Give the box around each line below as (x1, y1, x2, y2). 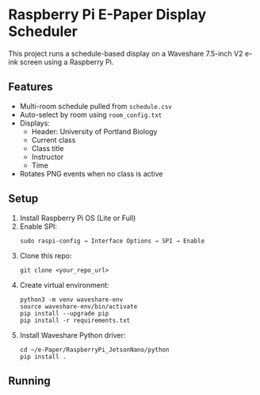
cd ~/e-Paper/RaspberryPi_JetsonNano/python (19, 346, 170, 354)
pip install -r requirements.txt (19, 316, 131, 324)
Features (8, 80, 53, 94)
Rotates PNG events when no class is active (19, 168, 163, 178)
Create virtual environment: (19, 280, 109, 289)
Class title (31, 143, 64, 153)
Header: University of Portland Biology (31, 126, 158, 136)
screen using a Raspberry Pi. (19, 57, 114, 67)
